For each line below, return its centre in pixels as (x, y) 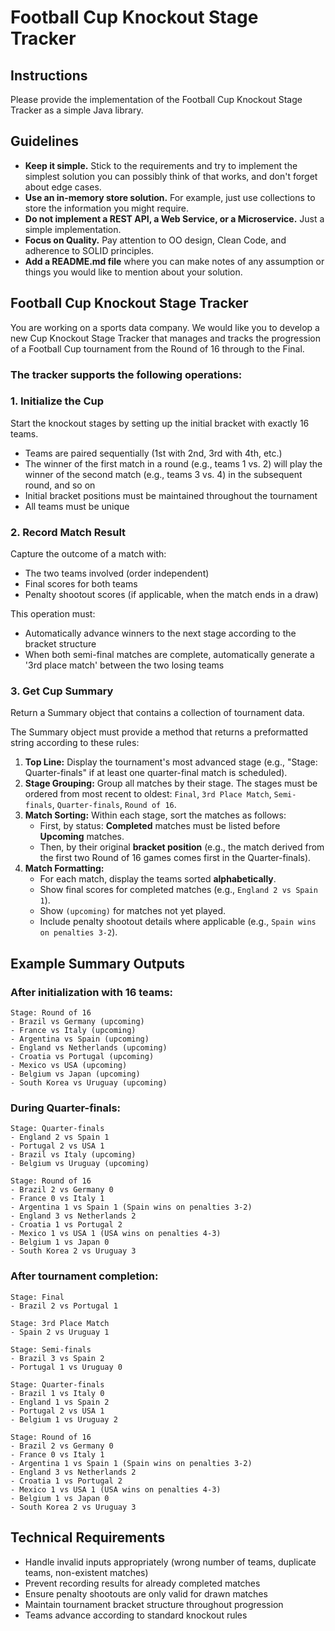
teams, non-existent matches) (86, 1572)
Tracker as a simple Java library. (77, 110)
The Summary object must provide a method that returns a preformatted (159, 732)
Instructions (49, 75)
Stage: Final (37, 1297)
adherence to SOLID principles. (89, 250)
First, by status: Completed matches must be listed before (160, 826)
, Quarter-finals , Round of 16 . (114, 805)
